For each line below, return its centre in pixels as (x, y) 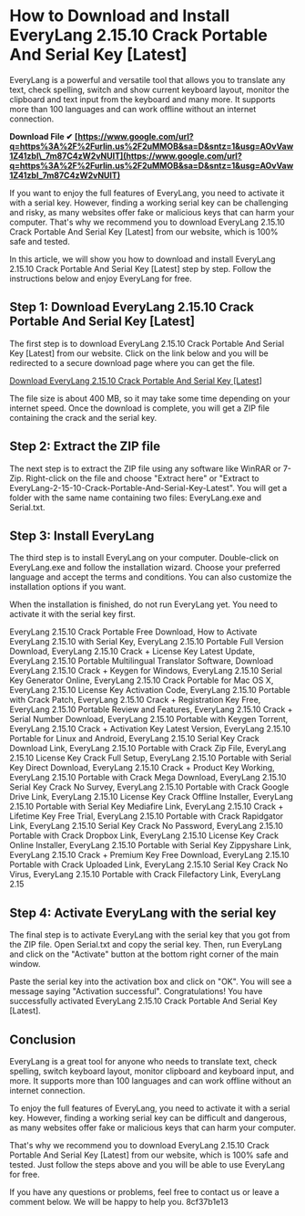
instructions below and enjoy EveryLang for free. (101, 278)
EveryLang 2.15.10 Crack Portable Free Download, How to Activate (133, 632)
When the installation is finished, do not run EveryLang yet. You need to (143, 604)
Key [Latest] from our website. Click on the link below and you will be (139, 353)
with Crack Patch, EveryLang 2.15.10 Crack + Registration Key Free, (135, 700)
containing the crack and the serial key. (83, 417)
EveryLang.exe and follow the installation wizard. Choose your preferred (145, 568)
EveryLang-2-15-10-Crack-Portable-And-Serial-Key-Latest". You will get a (148, 487)
